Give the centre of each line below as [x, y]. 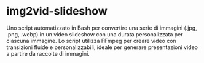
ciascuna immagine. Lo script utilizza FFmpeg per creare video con [91, 41]
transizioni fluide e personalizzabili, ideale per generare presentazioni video [102, 47]
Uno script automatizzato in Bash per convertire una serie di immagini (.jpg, [102, 28]
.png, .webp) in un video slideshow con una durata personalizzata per [95, 34]
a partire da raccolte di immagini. [48, 53]
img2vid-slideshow [57, 11]
